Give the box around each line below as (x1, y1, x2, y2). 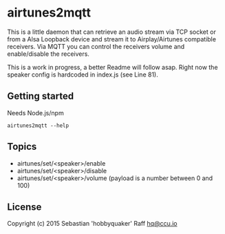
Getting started (7, 90, 74, 102)
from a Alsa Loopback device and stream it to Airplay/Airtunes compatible (7, 35, 217, 43)
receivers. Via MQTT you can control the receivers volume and (7, 42, 185, 50)
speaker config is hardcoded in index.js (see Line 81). (7, 70, 158, 79)
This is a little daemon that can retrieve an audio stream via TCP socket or (7, 28, 217, 36)
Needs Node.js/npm (7, 108, 64, 117)
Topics (7, 141, 37, 153)
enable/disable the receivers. (7, 50, 89, 58)
